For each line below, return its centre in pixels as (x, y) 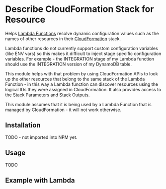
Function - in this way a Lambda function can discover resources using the (82, 84)
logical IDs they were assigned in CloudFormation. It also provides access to (83, 89)
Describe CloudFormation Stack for (80, 9)
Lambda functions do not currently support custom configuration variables (82, 48)
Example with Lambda (40, 180)
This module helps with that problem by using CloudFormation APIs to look (82, 73)
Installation (23, 125)
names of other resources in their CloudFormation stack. (63, 39)
